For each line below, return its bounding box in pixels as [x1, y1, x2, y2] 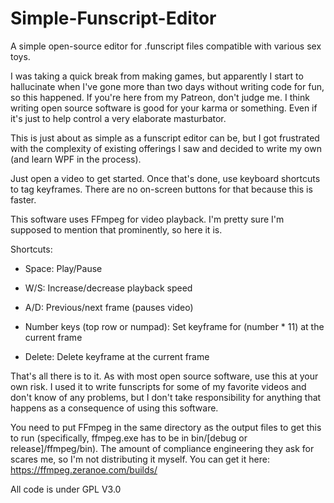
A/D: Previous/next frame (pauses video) [24, 301, 194, 313]
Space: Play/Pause [24, 262, 103, 274]
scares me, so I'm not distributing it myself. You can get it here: [10, 453, 270, 465]
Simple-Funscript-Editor [10, 7, 217, 30]
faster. [10, 193, 37, 206]
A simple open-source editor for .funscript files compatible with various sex [10, 40, 322, 52]
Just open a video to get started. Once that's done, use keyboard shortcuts [10, 172, 321, 184]
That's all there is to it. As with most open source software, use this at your [10, 370, 319, 382]
